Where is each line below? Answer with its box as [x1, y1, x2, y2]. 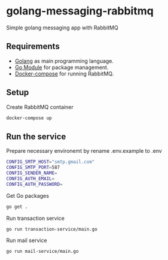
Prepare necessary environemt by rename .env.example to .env [6, 147, 163, 155]
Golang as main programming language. [14, 57, 114, 64]
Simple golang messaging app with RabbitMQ [6, 24, 118, 31]
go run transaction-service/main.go [6, 226, 97, 232]
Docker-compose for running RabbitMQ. [14, 70, 114, 77]
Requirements [6, 41, 60, 52]
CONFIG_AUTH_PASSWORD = [6, 181, 63, 187]
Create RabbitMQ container [6, 103, 74, 110]
